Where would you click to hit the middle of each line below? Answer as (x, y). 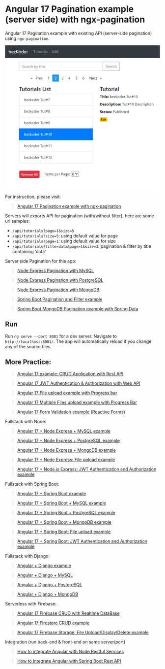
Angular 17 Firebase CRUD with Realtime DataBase (68, 613)
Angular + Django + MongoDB (48, 594)
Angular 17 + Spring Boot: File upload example (64, 532)
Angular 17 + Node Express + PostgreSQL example (69, 441)
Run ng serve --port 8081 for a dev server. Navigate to (61, 336)
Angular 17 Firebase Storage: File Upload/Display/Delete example (83, 633)
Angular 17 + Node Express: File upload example (66, 460)
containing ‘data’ (29, 251)
